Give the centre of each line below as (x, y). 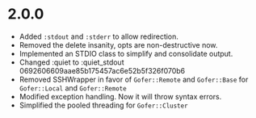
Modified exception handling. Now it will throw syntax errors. (120, 96)
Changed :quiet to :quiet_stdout (71, 62)
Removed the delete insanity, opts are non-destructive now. (118, 44)
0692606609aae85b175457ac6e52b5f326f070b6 (102, 70)
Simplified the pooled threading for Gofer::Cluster (103, 105)
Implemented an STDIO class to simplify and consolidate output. (126, 53)
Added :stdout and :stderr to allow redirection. (99, 36)
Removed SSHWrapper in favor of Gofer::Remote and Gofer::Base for (134, 79)
